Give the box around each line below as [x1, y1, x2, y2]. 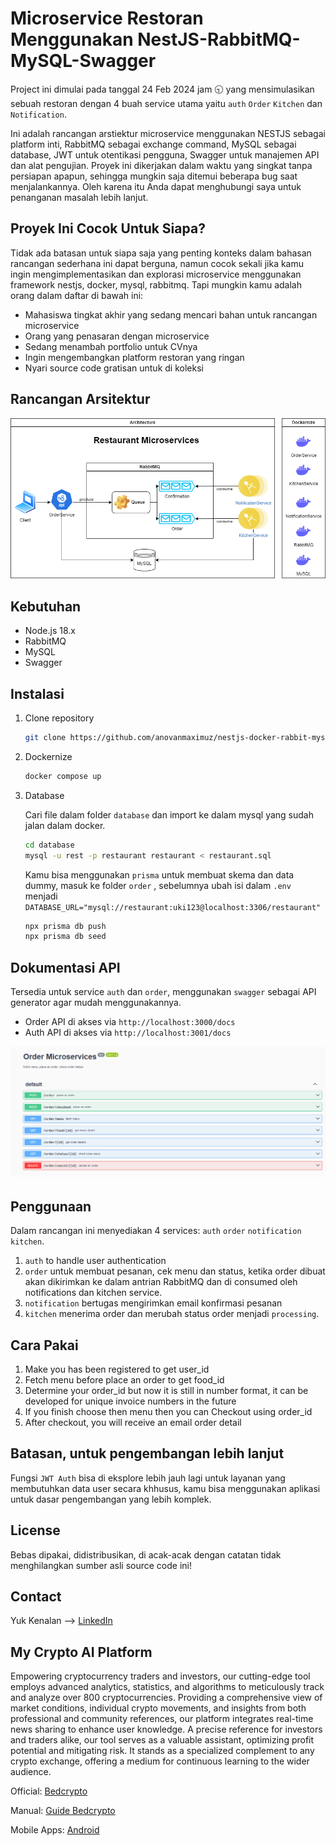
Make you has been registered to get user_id [24, 1363, 210, 1375]
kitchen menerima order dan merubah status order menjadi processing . [24, 1308, 320, 1320]
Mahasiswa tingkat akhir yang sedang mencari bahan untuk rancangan [24, 308, 318, 321]
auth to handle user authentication [24, 1255, 167, 1267]
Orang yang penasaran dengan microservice [24, 330, 210, 342]
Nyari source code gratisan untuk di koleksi [24, 362, 204, 374]
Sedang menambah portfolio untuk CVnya [24, 340, 198, 352]
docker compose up [24, 771, 102, 781]
